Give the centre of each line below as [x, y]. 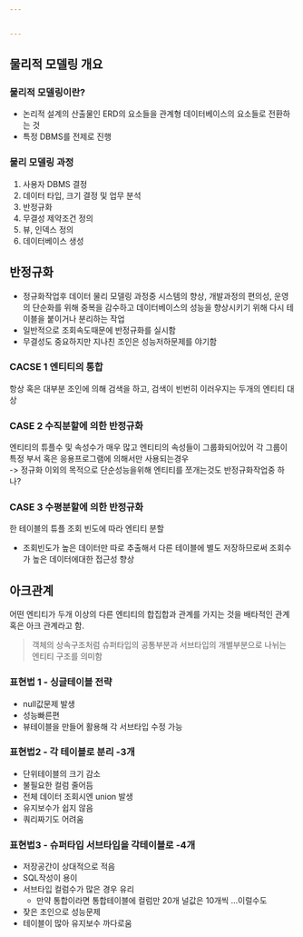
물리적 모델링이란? [48, 93]
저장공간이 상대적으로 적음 [69, 867]
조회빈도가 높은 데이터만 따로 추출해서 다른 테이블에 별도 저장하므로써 [145, 548]
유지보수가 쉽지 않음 [58, 807]
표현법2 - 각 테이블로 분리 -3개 [73, 753]
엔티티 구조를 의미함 [67, 656]
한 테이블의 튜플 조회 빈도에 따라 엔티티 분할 [87, 529]
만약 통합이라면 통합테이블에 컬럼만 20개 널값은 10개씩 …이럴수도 [151, 901]
